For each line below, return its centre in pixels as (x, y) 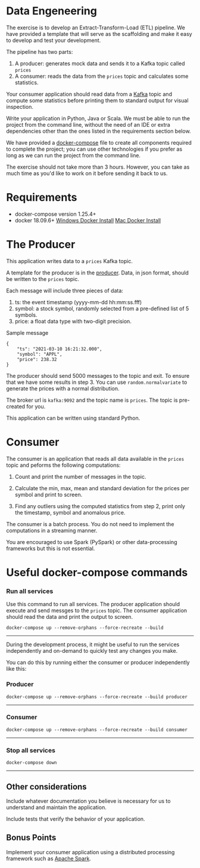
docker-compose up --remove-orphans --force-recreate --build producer (97, 697)
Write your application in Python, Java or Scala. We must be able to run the (98, 118)
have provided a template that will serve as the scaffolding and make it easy (99, 33)
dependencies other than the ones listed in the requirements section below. (99, 131)
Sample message (27, 332)
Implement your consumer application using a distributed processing (90, 852)
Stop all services (31, 750)
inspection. (20, 106)
